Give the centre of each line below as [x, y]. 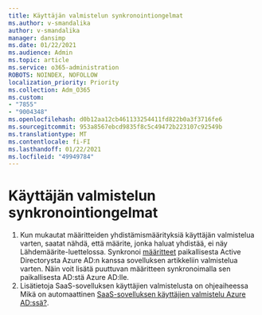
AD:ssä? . [34, 303]
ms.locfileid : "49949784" [51, 156]
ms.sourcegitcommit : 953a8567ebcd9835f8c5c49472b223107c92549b [115, 127]
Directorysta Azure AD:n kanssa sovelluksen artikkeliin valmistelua [129, 261]
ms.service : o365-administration [64, 68]
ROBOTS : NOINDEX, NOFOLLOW [53, 75]
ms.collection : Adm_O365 [49, 90]
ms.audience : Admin [41, 53]
